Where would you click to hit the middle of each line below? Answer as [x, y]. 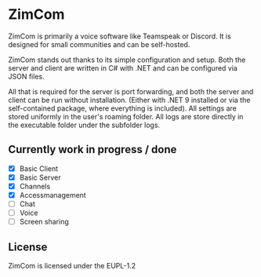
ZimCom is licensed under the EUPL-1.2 [72, 266]
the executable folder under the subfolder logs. [84, 125]
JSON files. [26, 76]
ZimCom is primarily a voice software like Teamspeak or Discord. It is [120, 36]
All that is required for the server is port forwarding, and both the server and [131, 91]
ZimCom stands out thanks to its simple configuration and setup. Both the [127, 60]
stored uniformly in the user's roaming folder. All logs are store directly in [126, 116]
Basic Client [39, 168]
